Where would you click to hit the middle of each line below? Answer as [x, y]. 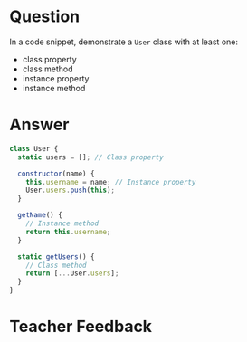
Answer [39, 125]
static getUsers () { [56, 256]
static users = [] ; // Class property [91, 157]
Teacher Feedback [81, 327]
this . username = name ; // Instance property [111, 182]
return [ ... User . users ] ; [72, 273]
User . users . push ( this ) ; [71, 190]
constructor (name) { [56, 174]
